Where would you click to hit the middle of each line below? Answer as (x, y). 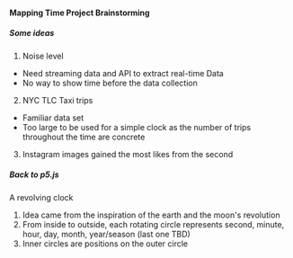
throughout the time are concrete (84, 137)
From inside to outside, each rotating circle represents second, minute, (153, 224)
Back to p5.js (35, 174)
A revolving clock (41, 197)
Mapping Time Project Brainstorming (80, 13)
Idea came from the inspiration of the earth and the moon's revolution (151, 215)
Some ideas (32, 33)
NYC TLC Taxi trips (58, 100)
